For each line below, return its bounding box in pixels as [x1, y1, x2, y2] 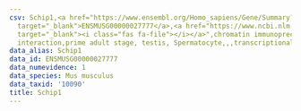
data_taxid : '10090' [9, 80, 87, 89]
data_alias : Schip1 [9, 47, 82, 55]
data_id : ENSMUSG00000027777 [9, 55, 118, 64]
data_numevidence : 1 [9, 64, 87, 73]
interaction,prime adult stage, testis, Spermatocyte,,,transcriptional [17, 38, 295, 47]
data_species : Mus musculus [9, 72, 115, 81]
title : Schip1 [9, 88, 63, 97]
